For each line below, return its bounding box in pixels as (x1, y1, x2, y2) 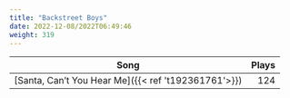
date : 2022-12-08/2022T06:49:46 (9, 22, 132, 31)
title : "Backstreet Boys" (9, 13, 107, 23)
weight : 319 (9, 30, 55, 39)
